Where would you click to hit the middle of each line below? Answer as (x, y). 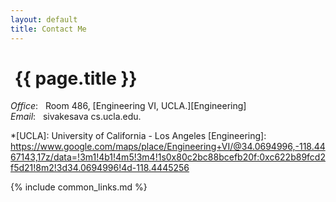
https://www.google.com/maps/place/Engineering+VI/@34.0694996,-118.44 (168, 147)
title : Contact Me (48, 29)
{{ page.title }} (76, 78)
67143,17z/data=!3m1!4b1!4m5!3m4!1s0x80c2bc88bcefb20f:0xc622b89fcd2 (168, 157)
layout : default (44, 19)
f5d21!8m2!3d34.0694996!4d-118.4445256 (100, 168)
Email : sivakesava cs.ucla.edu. (76, 117)
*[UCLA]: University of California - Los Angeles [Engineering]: (138, 136)
